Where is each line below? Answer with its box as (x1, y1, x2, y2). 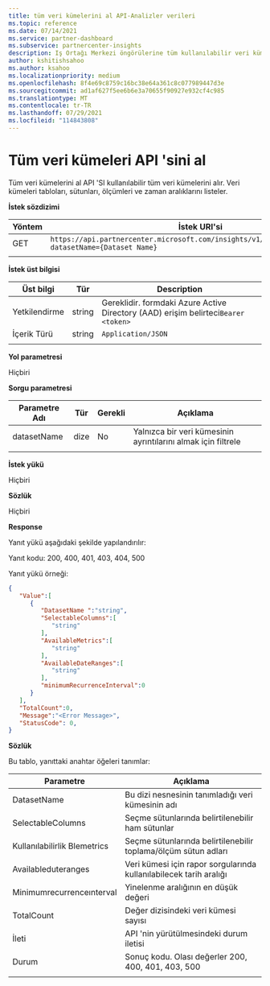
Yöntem (12, 221, 43, 232)
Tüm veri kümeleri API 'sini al (8, 151, 207, 170)
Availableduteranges (12, 864, 90, 875)
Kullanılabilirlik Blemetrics (12, 840, 109, 852)
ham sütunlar (124, 823, 174, 834)
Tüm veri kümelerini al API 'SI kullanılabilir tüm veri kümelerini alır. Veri (8, 178, 240, 188)
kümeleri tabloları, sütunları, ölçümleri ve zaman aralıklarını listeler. (8, 186, 228, 196)
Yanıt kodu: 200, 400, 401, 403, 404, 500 (8, 553, 145, 563)
